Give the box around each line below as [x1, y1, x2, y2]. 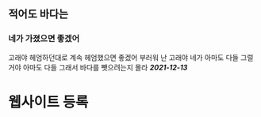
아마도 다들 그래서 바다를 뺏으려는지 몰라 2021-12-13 [22, 62, 188, 72]
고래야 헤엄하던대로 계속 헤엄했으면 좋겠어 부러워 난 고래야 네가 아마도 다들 [8, 52, 240, 62]
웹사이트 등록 [8, 93, 89, 111]
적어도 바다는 [8, 7, 69, 21]
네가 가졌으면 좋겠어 [8, 33, 80, 44]
